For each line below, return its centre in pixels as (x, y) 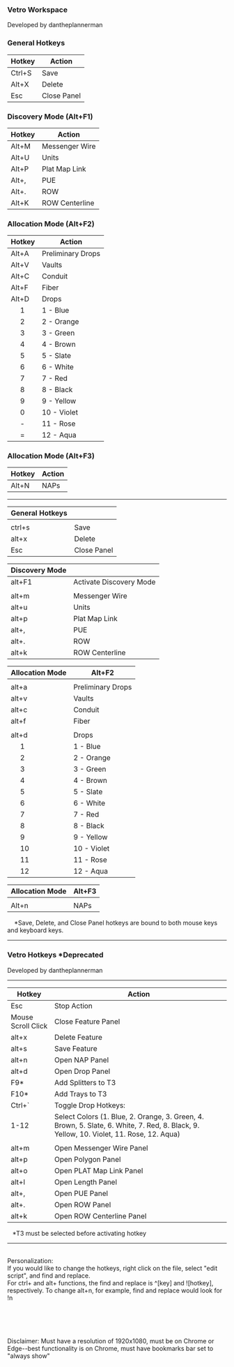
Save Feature (76, 1048)
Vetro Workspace (38, 10)
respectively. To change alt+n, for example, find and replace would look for (115, 1290)
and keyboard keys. (36, 930)
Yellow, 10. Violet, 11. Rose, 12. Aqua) (118, 1134)
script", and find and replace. (49, 1276)
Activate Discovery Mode (114, 582)
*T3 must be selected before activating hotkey (79, 1233)
